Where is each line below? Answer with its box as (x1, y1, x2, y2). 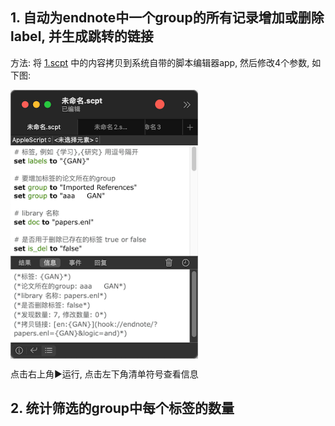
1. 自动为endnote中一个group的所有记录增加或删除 (10, 9, 325, 27)
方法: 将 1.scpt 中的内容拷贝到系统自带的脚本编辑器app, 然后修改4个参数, (10, 56, 310, 68)
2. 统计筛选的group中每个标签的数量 (10, 400, 235, 417)
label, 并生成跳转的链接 (10, 28, 154, 45)
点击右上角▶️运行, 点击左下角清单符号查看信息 (10, 368, 199, 380)
